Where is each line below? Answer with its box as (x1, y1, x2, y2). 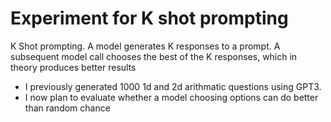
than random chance (24, 102, 111, 114)
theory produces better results (10, 61, 137, 73)
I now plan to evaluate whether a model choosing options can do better (24, 91, 319, 103)
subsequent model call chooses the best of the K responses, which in (10, 50, 298, 62)
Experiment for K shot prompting (10, 7, 289, 30)
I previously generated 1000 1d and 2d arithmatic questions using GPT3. (24, 80, 322, 92)
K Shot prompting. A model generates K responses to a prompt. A (10, 40, 281, 52)
